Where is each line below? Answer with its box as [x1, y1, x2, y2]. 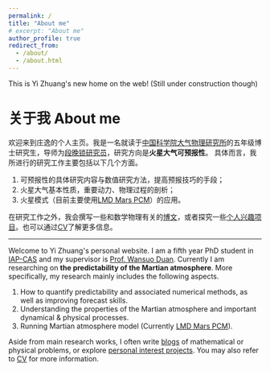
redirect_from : [8, 42, 59, 50]
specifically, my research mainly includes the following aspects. [8, 271, 219, 281]
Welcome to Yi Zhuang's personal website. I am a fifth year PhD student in [8, 245, 255, 255]
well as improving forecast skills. [19, 295, 129, 305]
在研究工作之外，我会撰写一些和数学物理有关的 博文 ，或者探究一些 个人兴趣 [8, 212, 255, 221]
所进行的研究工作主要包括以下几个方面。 [8, 158, 142, 167]
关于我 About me [8, 109, 121, 128]
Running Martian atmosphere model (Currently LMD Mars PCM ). [19, 321, 233, 331]
